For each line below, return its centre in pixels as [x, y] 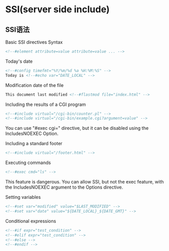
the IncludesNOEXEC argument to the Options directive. [64, 187]
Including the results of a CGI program [46, 104]
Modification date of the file [35, 85]
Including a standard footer [34, 144]
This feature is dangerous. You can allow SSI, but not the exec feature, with [84, 182]
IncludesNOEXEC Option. [32, 133]
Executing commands [28, 163]
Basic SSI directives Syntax [34, 42]
